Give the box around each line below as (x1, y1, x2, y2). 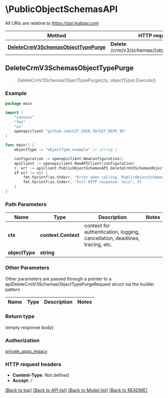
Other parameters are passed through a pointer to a (5, 276, 111, 282)
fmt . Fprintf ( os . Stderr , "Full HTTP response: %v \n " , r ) (23, 180, 142, 185)
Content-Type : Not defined (12, 372, 69, 378)
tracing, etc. (84, 241, 112, 248)
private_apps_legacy (5, 348, 47, 354)
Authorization (5, 337, 40, 344)
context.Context (39, 232, 80, 239)
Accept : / (12, 377, 32, 383)
